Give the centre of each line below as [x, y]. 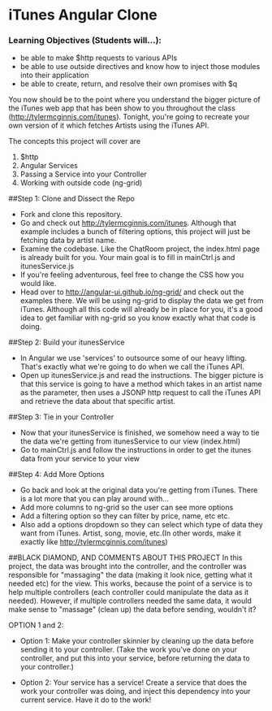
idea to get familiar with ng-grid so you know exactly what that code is [138, 318]
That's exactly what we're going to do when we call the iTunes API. [132, 366]
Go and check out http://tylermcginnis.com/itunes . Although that [128, 223]
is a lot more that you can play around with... [94, 499]
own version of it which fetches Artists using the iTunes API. [109, 126]
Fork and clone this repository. [71, 215]
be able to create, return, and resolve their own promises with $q [129, 84]
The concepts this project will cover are [74, 141]
